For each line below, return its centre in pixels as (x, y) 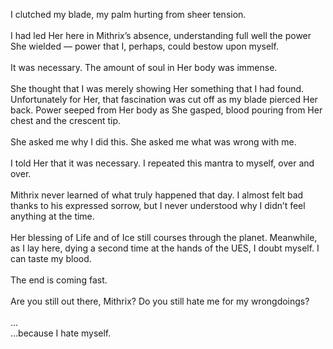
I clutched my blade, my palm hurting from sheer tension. (128, 14)
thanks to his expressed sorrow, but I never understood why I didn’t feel (158, 205)
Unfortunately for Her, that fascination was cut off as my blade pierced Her (164, 99)
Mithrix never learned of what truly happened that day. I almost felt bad (157, 195)
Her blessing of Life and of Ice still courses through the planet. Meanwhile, (164, 237)
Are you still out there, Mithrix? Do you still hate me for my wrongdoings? (160, 301)
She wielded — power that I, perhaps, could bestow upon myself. (144, 46)
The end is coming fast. (59, 280)
